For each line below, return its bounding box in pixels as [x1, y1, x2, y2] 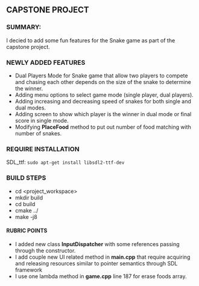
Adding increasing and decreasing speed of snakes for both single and [14, 97, 192, 105]
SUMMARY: [6, 23, 42, 31]
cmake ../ [14, 207, 39, 214]
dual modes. [14, 104, 46, 111]
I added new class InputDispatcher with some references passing [14, 240, 180, 247]
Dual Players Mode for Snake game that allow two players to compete [14, 72, 188, 79]
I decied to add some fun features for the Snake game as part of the [6, 36, 175, 44]
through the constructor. [14, 247, 76, 254]
